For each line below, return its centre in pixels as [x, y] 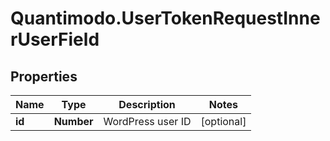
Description [147, 104]
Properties [44, 76]
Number [73, 121]
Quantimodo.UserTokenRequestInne [165, 18]
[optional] [223, 121]
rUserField [55, 39]
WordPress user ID [147, 121]
